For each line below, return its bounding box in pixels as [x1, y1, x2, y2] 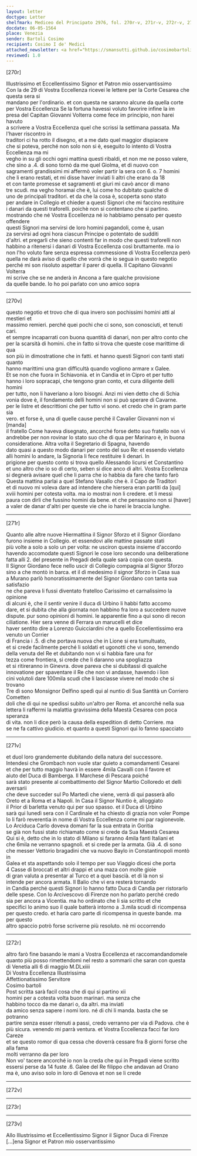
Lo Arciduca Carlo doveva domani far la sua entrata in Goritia [6, 822, 154, 829]
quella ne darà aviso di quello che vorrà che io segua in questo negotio [6, 255, 177, 262]
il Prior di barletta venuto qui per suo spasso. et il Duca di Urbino [6, 803, 162, 810]
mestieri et [6, 314, 32, 322]
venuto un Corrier [6, 631, 49, 638]
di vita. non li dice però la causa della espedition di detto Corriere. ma [6, 718, 174, 726]
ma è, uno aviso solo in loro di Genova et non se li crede [6, 1069, 142, 1076]
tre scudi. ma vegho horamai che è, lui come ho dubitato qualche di [6, 186, 169, 193]
